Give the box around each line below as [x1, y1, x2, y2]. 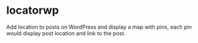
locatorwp [6, 4, 60, 17]
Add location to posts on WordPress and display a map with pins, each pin [6, 23, 193, 30]
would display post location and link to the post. [6, 29, 126, 36]
